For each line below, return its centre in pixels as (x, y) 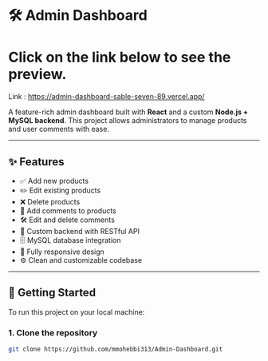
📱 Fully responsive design (62, 252)
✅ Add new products (54, 180)
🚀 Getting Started (52, 293)
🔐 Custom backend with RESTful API (79, 231)
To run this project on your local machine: (77, 311)
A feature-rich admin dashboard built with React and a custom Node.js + (128, 112)
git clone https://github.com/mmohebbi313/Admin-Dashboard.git (116, 349)
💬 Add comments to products (68, 210)
